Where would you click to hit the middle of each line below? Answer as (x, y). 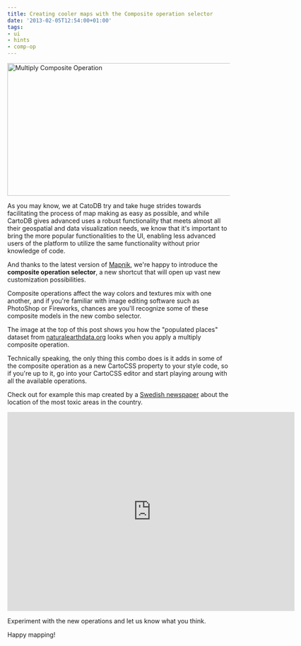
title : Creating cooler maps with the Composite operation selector (110, 14)
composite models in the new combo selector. (75, 316)
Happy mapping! (31, 635)
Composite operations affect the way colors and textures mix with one (110, 293)
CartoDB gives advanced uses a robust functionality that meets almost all (114, 221)
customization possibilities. (47, 279)
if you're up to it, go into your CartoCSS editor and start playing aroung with (117, 373)
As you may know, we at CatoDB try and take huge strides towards (104, 206)
